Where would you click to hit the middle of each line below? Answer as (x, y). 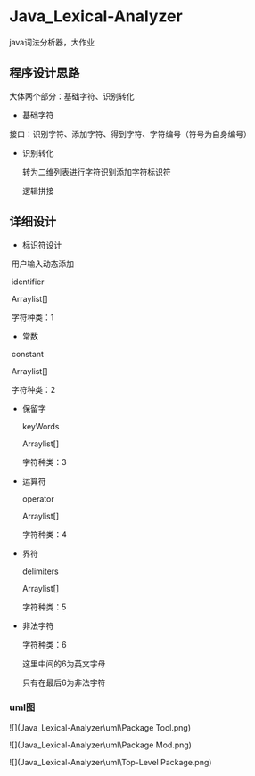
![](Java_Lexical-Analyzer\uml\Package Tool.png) (100, 727)
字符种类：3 (44, 462)
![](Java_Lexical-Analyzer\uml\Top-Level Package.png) (111, 762)
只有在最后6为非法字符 (64, 682)
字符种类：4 (44, 534)
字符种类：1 (33, 317)
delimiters (41, 571)
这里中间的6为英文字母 (64, 663)
